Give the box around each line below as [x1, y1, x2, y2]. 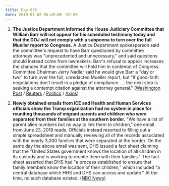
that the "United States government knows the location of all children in [12, 148, 161, 154]
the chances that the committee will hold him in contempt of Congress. [12, 64, 160, 70]
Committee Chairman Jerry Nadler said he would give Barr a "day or [12, 69, 155, 75]
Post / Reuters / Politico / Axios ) [12, 90, 79, 96]
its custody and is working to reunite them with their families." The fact [12, 153, 160, 159]
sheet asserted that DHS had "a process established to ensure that [12, 159, 152, 165]
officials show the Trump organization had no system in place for [12, 105, 152, 111]
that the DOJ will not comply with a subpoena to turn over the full [12, 36, 152, 43]
